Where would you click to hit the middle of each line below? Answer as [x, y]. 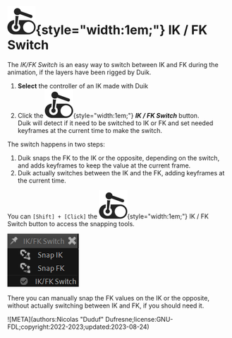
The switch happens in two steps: [56, 144]
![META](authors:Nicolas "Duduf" [56, 319]
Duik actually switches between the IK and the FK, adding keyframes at [121, 173]
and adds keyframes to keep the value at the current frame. [104, 165]
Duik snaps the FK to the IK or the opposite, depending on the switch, [118, 158]
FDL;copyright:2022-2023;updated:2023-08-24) [78, 327]
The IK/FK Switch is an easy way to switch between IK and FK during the [113, 64]
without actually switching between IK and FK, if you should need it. [106, 305]
